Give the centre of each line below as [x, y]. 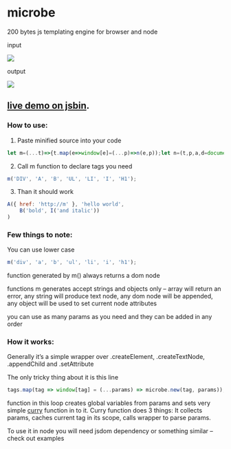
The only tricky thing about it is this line [63, 377]
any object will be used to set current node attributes [82, 303]
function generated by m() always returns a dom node [84, 276]
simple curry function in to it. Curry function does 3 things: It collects [105, 410]
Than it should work [45, 192]
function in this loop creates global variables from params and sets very [109, 403]
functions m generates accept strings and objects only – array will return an [114, 289]
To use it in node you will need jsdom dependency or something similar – [110, 431]
